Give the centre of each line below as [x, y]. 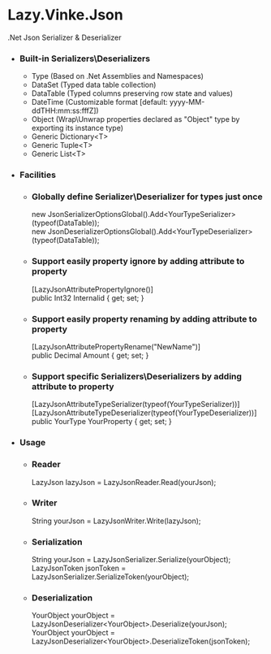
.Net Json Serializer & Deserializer [65, 37]
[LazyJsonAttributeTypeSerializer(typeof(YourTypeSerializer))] [135, 405]
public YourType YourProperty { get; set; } [101, 422]
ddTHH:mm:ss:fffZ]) [65, 110]
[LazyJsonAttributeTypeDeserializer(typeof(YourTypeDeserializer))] [144, 413]
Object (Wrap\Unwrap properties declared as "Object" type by [135, 119]
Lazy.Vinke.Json [65, 15]
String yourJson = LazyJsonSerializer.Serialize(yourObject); [131, 560]
